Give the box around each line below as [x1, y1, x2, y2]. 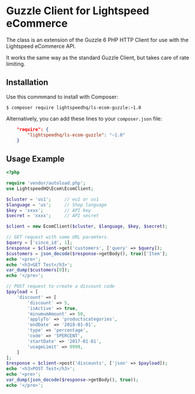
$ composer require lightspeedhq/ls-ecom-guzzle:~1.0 [6, 105, 142, 111]
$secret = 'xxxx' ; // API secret [6, 213, 99, 219]
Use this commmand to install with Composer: [6, 93, 118, 100]
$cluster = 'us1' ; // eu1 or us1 [6, 196, 99, 202]
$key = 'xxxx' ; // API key [6, 207, 92, 214]
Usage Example [6, 154, 65, 164]
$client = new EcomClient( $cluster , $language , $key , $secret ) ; [6, 224, 168, 230]
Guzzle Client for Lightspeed [6, 4, 149, 18]
